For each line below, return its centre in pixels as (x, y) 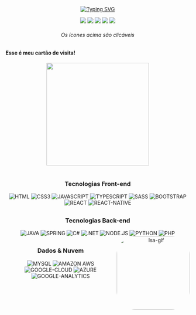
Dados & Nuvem (61, 250)
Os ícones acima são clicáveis (98, 35)
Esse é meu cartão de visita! (40, 53)
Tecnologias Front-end (98, 184)
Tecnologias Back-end (98, 221)
